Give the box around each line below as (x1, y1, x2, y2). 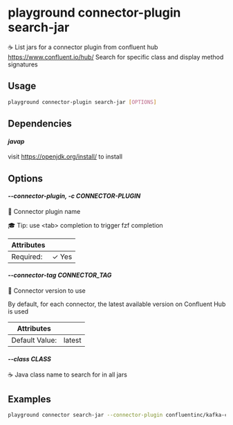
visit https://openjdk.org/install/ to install (8, 152, 123, 161)
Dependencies (8, 118, 72, 129)
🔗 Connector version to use (8, 287, 86, 295)
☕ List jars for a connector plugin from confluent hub (8, 43, 158, 51)
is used (8, 307, 29, 316)
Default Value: (11, 336, 57, 345)
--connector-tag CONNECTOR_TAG (8, 271, 112, 280)
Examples (8, 393, 51, 405)
